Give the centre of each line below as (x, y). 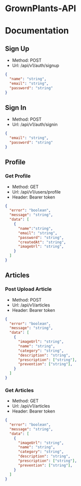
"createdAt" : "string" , (42, 242)
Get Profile (18, 176)
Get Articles (19, 390)
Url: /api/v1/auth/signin (35, 125)
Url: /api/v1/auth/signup (36, 66)
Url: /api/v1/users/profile (36, 192)
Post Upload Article (28, 289)
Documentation (37, 31)
